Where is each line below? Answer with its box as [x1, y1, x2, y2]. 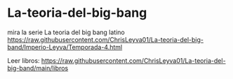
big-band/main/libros [7, 64, 69, 72]
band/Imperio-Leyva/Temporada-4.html [7, 43, 123, 51]
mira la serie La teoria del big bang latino [7, 28, 125, 36]
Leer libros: [7, 56, 40, 64]
